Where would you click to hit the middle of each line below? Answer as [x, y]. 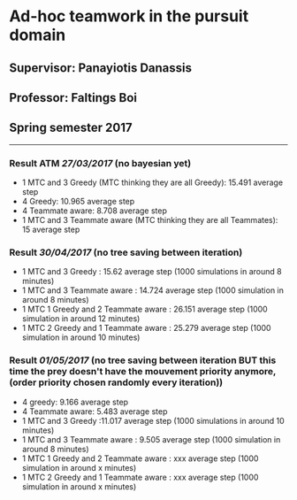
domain [38, 35]
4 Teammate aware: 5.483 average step [95, 411]
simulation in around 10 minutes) [81, 337]
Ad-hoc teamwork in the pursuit [129, 16]
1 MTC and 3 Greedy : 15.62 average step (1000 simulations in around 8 [152, 272]
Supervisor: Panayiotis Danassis [101, 68]
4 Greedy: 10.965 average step [78, 202]
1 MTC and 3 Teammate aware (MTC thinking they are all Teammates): [150, 220]
